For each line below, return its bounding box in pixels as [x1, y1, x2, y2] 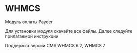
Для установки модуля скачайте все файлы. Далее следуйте [5, 28, 133, 34]
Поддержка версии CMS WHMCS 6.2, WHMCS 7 [5, 42, 106, 48]
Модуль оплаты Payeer [5, 19, 53, 25]
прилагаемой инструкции [5, 33, 59, 39]
